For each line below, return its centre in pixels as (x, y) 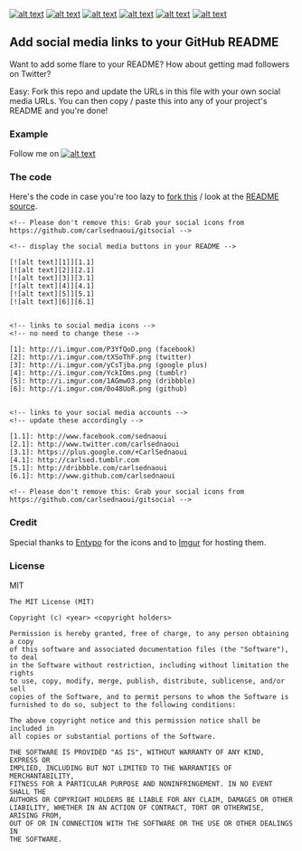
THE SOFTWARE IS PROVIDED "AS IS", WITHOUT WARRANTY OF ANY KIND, (137, 752)
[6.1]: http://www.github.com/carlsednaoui (93, 476)
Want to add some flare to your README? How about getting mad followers (150, 64)
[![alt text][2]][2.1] (52, 270)
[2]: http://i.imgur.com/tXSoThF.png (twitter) (101, 357)
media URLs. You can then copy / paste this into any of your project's (138, 100)
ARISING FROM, (36, 816)
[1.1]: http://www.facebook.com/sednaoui (89, 437)
